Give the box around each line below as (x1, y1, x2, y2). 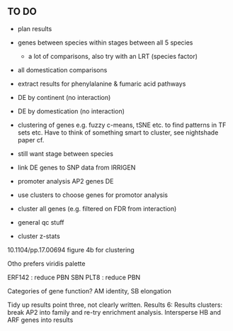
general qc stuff (17, 218, 65, 226)
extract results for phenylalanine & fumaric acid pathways (17, 79, 186, 88)
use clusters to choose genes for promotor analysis (17, 191, 169, 199)
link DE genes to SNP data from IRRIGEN (17, 163, 136, 172)
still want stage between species (17, 149, 113, 158)
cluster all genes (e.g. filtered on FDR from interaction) (17, 204, 177, 213)
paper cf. (17, 135, 45, 144)
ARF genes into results (7, 315, 74, 324)
